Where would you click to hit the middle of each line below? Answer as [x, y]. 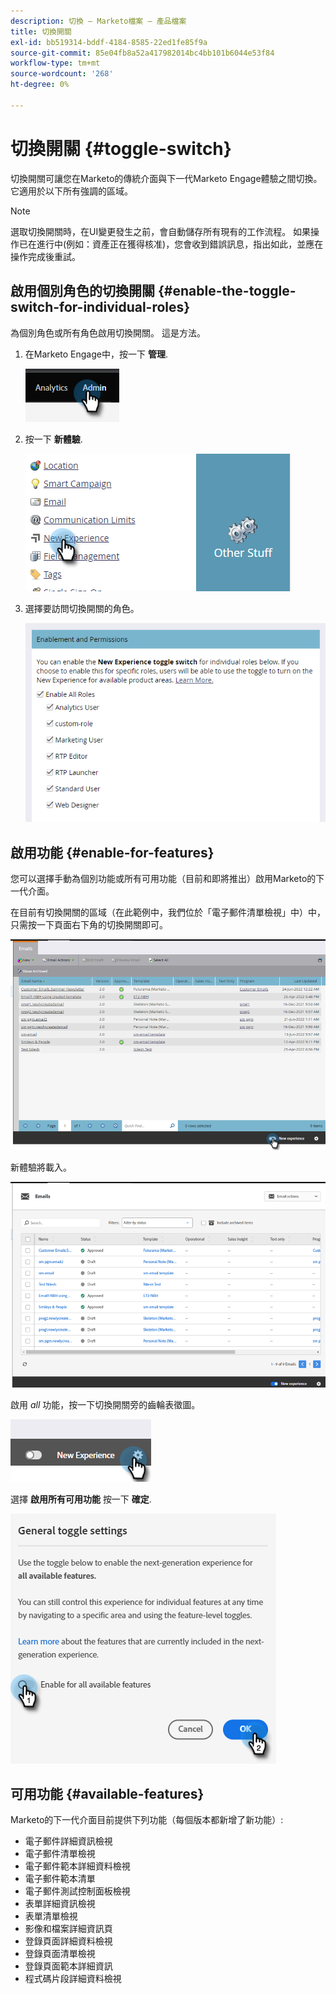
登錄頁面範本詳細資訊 [68, 1966]
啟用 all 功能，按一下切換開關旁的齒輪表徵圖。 [105, 1404]
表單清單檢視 [51, 1916]
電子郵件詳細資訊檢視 [68, 1841]
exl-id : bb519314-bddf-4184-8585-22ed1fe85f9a [109, 42]
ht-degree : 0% [40, 85]
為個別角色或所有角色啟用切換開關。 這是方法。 [108, 332]
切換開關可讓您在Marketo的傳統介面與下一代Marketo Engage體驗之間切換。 [166, 178]
